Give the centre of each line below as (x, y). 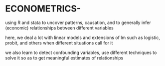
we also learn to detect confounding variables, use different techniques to (81, 52)
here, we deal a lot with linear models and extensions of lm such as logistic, (83, 37)
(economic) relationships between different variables (59, 27)
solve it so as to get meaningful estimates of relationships (64, 57)
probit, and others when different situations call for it (59, 42)
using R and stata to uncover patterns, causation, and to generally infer (78, 22)
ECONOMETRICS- (43, 9)
